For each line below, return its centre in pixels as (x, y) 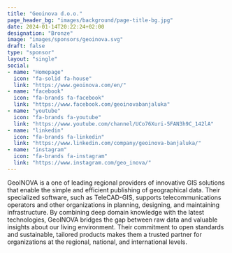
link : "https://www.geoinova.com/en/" (70, 85)
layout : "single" (32, 59)
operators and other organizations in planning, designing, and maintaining (114, 205)
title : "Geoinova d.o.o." (45, 14)
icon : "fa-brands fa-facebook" (59, 98)
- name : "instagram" (37, 150)
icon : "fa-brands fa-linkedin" (59, 137)
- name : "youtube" (34, 111)
